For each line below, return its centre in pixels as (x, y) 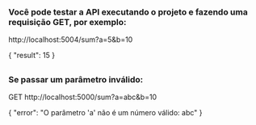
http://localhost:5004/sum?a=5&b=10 (71, 40)
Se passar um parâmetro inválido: (76, 79)
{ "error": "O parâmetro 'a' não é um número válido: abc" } (105, 113)
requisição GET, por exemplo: (67, 22)
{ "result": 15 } (31, 56)
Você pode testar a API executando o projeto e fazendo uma (128, 12)
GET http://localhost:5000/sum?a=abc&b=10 (83, 97)
